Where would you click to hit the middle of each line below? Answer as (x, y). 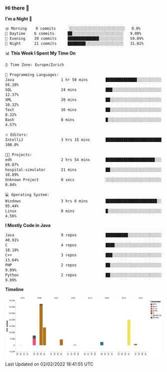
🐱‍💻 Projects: (19, 155)
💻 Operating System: (27, 195)
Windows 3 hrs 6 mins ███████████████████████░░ (83, 201)
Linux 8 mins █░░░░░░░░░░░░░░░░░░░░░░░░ (83, 211)
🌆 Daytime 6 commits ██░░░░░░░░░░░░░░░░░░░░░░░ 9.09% (73, 34)
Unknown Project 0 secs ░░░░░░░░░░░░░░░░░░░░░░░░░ (83, 180)
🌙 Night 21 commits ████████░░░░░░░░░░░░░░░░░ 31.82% (74, 44)
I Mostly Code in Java (28, 225)
